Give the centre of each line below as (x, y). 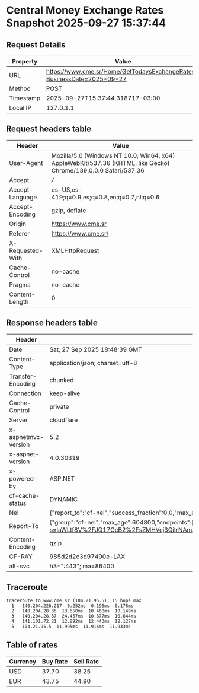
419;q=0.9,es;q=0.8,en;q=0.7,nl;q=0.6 (105, 197)
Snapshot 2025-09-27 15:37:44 (86, 23)
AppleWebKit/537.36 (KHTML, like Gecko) (110, 163)
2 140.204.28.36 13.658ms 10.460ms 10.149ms (74, 611)
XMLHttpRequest (75, 250)
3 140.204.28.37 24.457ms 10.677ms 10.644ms (74, 616)
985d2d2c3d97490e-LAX (87, 557)
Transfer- (23, 376)
